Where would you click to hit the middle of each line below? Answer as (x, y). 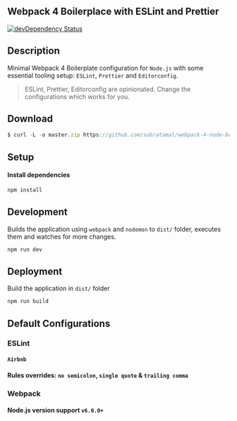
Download (30, 119)
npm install (25, 190)
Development (38, 212)
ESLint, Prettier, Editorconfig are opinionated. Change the (108, 89)
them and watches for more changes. (62, 237)
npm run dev (25, 249)
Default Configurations (59, 323)
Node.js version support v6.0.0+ (55, 410)
